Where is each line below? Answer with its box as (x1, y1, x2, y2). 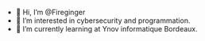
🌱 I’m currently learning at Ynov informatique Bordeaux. (15, 24, 198, 33)
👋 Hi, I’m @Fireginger (15, 8, 86, 17)
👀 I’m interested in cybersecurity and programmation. (15, 16, 191, 25)
